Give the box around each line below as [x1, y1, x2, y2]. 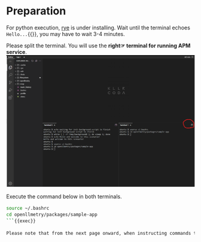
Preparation [6, 4, 66, 18]
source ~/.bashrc [6, 205, 50, 211]
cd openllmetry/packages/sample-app [6, 211, 98, 217]
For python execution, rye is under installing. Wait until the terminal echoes [6, 24, 190, 31]
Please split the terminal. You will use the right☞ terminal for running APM [6, 42, 191, 49]
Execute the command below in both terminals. [6, 193, 122, 200]
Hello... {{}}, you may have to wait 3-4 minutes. [6, 30, 125, 37]
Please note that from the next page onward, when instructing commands [6, 231, 191, 237]
